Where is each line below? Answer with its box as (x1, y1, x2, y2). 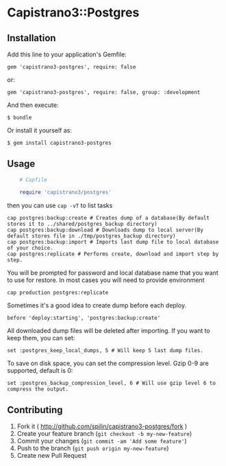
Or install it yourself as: (7, 126, 72, 135)
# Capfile (19, 176, 48, 183)
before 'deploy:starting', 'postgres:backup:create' (7, 314, 161, 321)
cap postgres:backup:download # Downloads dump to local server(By (7, 226, 204, 233)
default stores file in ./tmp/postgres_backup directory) (7, 232, 176, 240)
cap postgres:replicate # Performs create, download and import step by (7, 251, 219, 257)
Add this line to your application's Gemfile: (7, 50, 127, 58)
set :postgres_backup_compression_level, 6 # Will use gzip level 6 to (7, 380, 216, 386)
